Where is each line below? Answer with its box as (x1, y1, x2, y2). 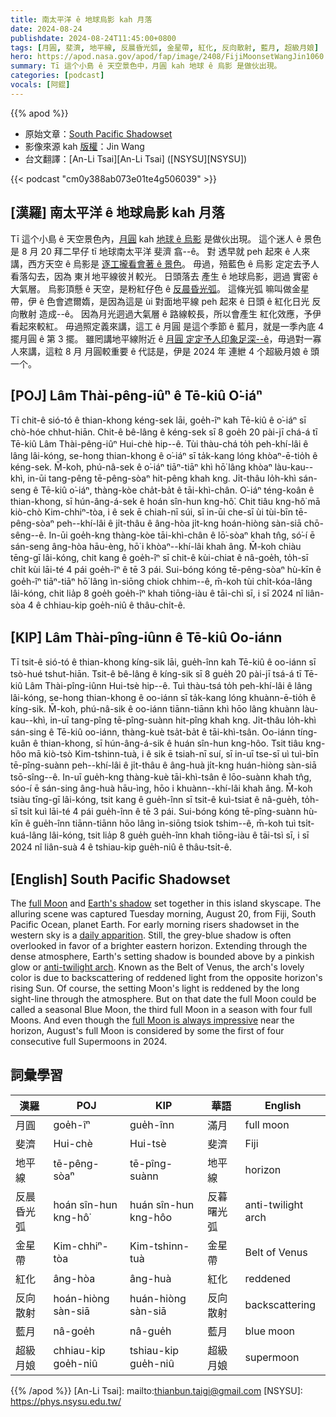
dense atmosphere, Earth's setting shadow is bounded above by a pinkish (10, 951, 315, 962)
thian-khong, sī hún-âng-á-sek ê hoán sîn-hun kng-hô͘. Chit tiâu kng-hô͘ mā (10, 496, 321, 508)
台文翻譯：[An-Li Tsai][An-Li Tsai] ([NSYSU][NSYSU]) (24, 152, 248, 165)
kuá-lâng (10, 829, 48, 841)
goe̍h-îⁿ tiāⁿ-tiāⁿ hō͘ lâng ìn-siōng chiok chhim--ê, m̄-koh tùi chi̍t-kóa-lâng (10, 576, 313, 588)
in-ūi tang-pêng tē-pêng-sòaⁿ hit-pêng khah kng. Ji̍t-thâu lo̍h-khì (27, 472, 297, 485)
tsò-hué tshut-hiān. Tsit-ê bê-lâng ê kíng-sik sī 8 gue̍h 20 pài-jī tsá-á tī (10, 668, 302, 680)
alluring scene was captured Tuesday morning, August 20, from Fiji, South (10, 908, 317, 920)
